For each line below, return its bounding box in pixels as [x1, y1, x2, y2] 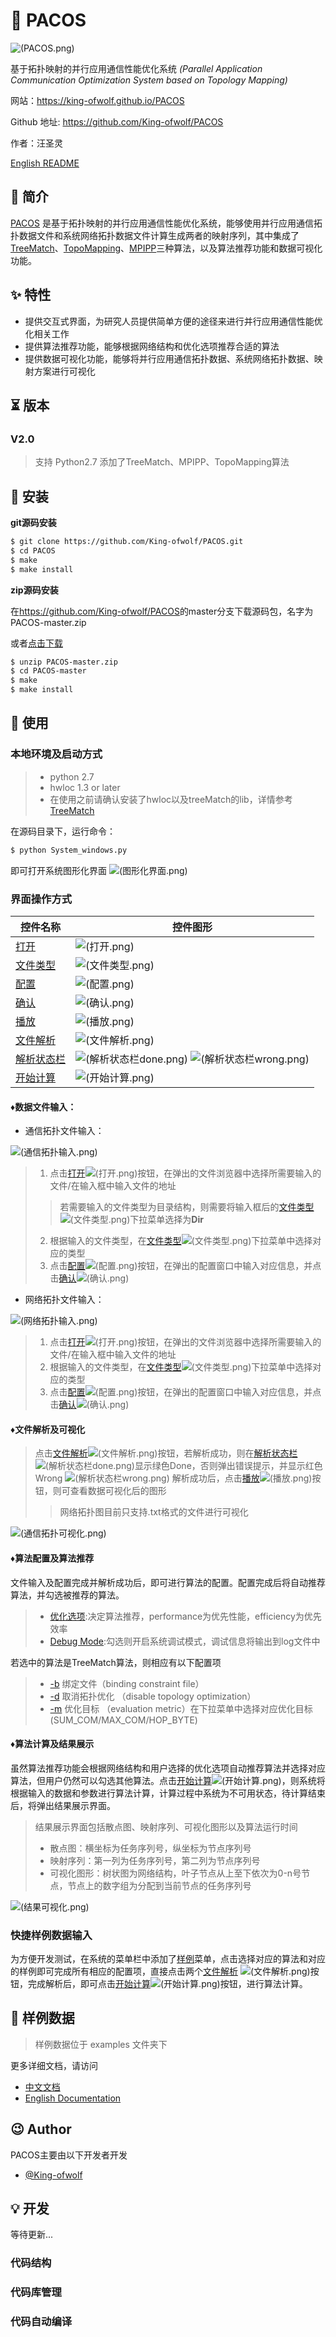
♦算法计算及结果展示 [10, 1738, 95, 1750]
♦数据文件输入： [10, 1100, 77, 1113]
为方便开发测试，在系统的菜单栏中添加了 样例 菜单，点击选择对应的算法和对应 [10, 1953, 326, 1965]
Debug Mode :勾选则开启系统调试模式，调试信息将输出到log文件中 [49, 1635, 321, 1647]
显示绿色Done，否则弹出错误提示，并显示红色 [134, 1460, 323, 1472]
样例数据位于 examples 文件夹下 [34, 2038, 168, 2050]
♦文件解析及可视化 [10, 1423, 86, 1435]
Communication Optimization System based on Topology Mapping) [10, 74, 288, 86]
